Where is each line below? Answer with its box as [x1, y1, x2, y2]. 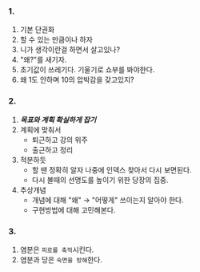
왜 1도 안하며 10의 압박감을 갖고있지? [19, 75, 134, 85]
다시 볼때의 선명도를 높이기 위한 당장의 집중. [31, 175, 169, 185]
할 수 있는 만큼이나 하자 [19, 35, 94, 45]
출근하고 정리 [31, 144, 74, 154]
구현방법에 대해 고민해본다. [31, 205, 116, 214]
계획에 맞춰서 [19, 124, 62, 134]
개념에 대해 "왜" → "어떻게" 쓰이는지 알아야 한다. [31, 195, 184, 205]
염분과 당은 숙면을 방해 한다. [19, 254, 102, 264]
